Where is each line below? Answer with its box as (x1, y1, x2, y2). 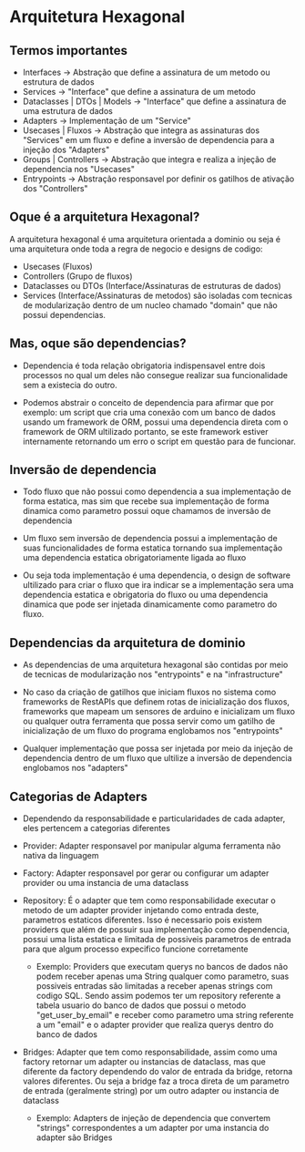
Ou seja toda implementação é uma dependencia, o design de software (22, 570, 291, 581)
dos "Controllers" (22, 183, 88, 193)
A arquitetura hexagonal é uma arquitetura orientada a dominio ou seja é (9, 233, 280, 244)
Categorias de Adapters (9, 788, 148, 804)
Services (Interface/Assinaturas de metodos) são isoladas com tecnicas (22, 290, 293, 301)
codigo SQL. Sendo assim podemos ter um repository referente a (36, 991, 281, 1002)
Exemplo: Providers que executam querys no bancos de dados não (36, 962, 289, 972)
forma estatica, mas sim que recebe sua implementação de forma (22, 496, 270, 507)
